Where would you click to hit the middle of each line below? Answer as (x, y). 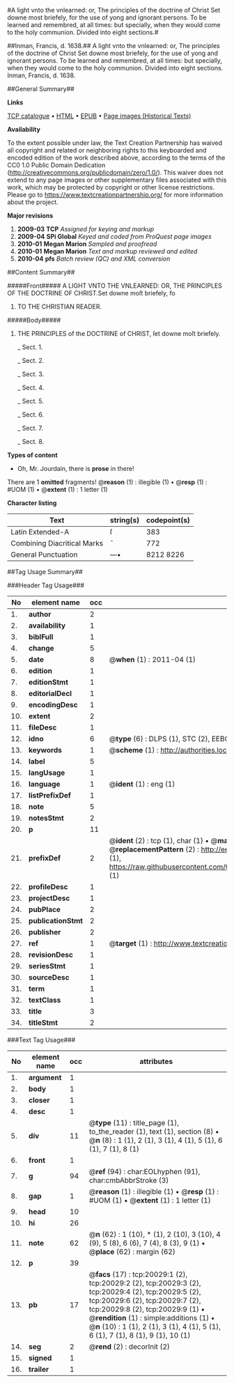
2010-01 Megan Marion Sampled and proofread (87, 244)
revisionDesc (51, 955)
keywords (46, 750)
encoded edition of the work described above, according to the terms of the (116, 157)
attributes (156, 1061)
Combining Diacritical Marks (57, 543)
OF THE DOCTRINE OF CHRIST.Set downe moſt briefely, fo (91, 293)
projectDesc (49, 898)
